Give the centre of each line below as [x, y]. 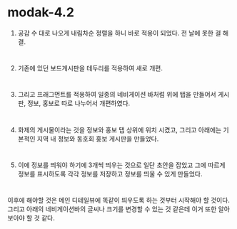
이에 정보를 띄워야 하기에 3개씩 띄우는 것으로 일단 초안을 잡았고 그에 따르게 [121, 165]
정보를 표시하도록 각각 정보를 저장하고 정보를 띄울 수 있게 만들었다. [110, 174]
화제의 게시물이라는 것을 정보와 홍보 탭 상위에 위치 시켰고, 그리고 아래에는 [120, 129]
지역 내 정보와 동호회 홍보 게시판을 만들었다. [98, 139]
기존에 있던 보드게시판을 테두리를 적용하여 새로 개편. [90, 68]
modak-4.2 [41, 12]
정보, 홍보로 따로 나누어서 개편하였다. [79, 103]
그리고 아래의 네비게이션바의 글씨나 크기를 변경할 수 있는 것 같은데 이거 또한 [112, 209]
